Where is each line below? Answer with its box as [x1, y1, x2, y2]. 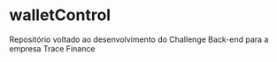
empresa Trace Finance [9, 43, 96, 53]
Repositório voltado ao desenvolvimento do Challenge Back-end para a [9, 34, 269, 45]
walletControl [9, 5, 112, 25]
